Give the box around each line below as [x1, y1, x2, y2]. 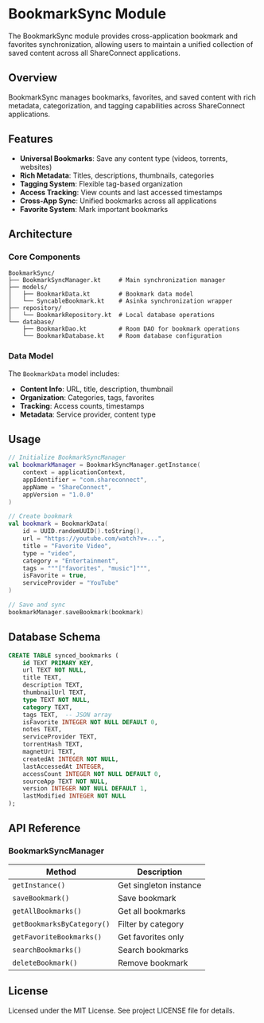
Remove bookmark [118, 957, 188, 968]
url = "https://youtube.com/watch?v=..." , [22, 535, 165, 543]
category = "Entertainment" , [22, 557, 119, 565]
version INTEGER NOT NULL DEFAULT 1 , [22, 785, 148, 793]
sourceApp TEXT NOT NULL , [22, 778, 109, 786]
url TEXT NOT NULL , [22, 666, 87, 674]
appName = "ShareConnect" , [22, 483, 112, 491]
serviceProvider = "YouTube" [22, 579, 119, 587]
